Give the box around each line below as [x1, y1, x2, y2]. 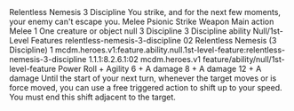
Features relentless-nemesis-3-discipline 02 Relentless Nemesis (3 [30, 36, 277, 45]
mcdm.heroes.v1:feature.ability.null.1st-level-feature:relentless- [54, 44, 286, 55]
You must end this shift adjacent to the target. [9, 91, 176, 102]
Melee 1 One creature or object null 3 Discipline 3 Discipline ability [9, 26, 251, 36]
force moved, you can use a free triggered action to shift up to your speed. [9, 83, 282, 92]
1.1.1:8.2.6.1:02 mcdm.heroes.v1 [88, 54, 202, 64]
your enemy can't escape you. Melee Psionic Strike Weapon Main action [9, 16, 274, 27]
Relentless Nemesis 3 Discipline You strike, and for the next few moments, [9, 7, 282, 17]
